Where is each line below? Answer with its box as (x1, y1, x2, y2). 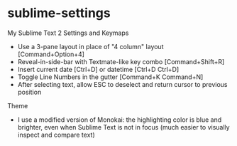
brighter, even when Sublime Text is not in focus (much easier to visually (17, 122, 230, 131)
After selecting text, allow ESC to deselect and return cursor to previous (17, 80, 228, 88)
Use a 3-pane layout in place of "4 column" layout (17, 42, 164, 51)
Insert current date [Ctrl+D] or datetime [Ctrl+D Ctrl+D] (17, 65, 180, 73)
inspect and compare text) (17, 130, 95, 139)
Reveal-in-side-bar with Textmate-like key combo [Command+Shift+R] (17, 57, 225, 66)
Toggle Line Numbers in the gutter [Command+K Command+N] (17, 73, 204, 81)
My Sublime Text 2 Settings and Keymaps (7, 28, 129, 37)
